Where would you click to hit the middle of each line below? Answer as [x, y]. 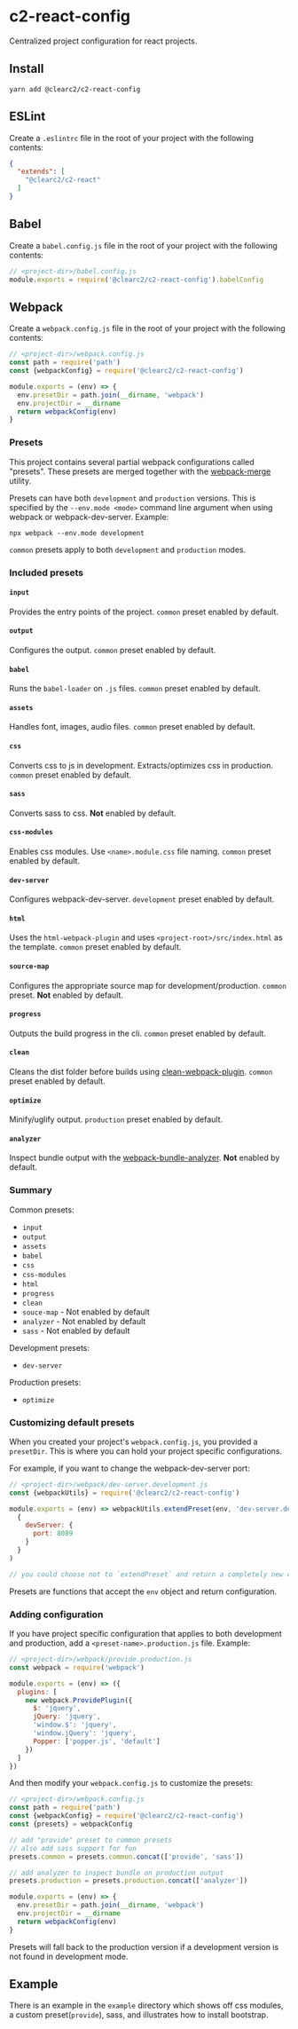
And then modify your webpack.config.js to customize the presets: [131, 1783]
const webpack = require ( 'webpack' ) [77, 1667]
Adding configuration [56, 1615]
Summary [31, 1190]
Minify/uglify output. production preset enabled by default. [116, 1119]
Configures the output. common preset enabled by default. [113, 650]
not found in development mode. [69, 1956]
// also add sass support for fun [73, 1848]
